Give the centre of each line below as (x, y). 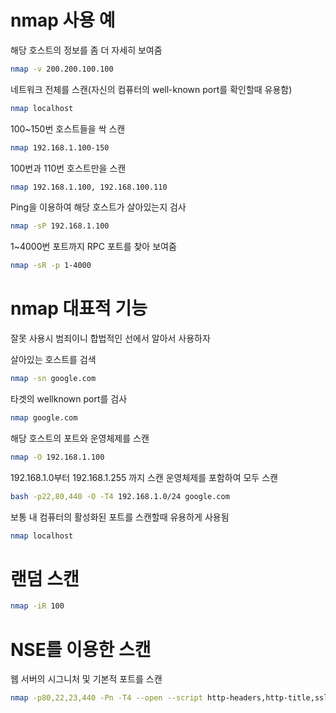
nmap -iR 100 (37, 606)
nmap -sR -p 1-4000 (51, 266)
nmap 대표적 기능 (79, 308)
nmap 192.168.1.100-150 (60, 147)
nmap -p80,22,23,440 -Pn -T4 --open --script (106, 698)
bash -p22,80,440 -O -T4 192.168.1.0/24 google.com (120, 496)
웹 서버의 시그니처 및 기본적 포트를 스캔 (86, 679)
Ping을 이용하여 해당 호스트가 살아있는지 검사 (98, 207)
